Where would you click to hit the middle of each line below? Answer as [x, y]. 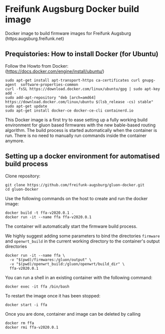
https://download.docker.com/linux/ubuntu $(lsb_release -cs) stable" [79, 102]
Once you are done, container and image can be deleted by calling [73, 314]
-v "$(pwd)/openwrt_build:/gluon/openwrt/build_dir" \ [67, 264]
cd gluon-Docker [22, 189]
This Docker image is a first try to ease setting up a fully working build [76, 120]
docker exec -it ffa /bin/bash [37, 287]
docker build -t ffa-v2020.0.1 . [40, 213]
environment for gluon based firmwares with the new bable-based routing [80, 125]
